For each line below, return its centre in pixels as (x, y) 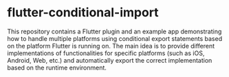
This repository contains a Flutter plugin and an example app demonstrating (115, 31)
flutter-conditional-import (83, 13)
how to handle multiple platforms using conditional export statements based (115, 38)
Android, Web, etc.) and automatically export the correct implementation (110, 60)
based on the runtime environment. (57, 67)
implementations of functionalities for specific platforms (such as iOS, (106, 53)
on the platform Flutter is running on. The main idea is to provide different (111, 46)
